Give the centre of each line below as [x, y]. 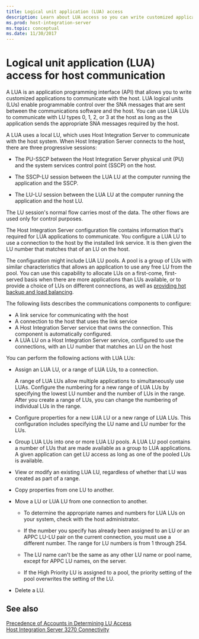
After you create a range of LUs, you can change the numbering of [96, 400]
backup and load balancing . [40, 292]
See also [22, 609]
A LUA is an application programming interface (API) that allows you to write [99, 92]
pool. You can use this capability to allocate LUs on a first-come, [85, 273]
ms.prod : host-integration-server [49, 23]
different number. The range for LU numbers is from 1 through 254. [105, 544]
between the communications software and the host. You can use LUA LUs [98, 111]
